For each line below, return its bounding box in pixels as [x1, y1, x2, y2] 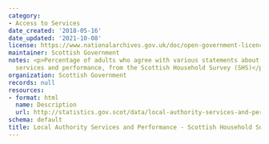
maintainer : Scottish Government [8, 49, 120, 57]
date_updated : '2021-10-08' [8, 34, 102, 42]
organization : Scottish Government [8, 71, 127, 79]
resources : [8, 86, 45, 94]
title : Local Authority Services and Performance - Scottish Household [8, 123, 252, 131]
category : [8, 11, 42, 20]
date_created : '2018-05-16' [8, 26, 102, 34]
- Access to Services [8, 19, 81, 27]
